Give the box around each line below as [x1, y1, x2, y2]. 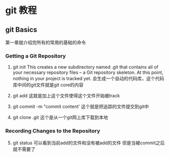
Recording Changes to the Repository [5, 127, 101, 135]
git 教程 [5, 5, 37, 16]
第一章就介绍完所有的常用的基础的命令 [5, 39, 86, 45]
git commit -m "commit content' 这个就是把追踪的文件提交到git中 [12, 103, 149, 110]
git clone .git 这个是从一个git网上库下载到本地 [12, 114, 108, 120]
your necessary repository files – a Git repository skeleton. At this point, [12, 69, 163, 75]
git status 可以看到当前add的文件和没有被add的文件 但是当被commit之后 [12, 140, 165, 146]
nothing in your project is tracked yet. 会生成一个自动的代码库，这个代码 [12, 75, 164, 82]
